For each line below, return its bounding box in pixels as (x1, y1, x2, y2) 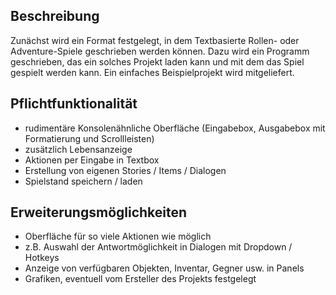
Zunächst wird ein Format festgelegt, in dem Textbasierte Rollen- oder (10, 34, 300, 46)
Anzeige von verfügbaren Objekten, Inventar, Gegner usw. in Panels (24, 262, 305, 274)
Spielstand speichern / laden (24, 175, 143, 187)
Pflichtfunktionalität (10, 95, 138, 113)
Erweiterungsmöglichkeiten (10, 204, 188, 221)
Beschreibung (10, 8, 100, 25)
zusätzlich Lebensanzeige (24, 143, 133, 155)
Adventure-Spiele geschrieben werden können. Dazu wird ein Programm (10, 45, 310, 57)
